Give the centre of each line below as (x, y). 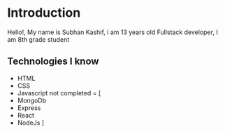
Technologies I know (53, 62)
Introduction (44, 13)
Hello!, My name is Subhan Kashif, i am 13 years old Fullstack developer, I (112, 32)
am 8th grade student (38, 39)
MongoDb (32, 100)
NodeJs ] (30, 123)
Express (29, 108)
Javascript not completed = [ (59, 93)
